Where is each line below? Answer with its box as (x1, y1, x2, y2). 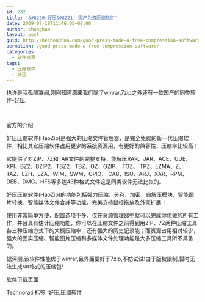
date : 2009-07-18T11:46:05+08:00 (6, 20, 92, 26)
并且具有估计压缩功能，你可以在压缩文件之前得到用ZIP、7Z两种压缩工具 (16, 219, 198, 227)
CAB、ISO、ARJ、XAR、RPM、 (108, 171, 188, 178)
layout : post (6, 32, 40, 38)
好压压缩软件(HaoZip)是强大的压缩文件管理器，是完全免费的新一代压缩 (6, 134, 184, 142)
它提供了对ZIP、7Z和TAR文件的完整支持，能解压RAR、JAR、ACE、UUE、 (6, 155, 191, 163)
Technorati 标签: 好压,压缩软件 (6, 289, 82, 296)
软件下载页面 (6, 276, 38, 283)
